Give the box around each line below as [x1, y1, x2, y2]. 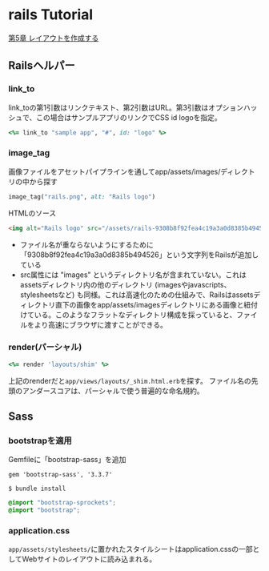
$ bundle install [8, 485, 66, 493]
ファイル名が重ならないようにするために [19, 239, 154, 249]
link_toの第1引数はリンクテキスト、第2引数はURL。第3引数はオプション [8, 103, 244, 112]
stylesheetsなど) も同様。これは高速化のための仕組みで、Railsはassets [19, 290, 254, 300]
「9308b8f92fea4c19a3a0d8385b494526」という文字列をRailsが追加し [19, 250, 259, 259]
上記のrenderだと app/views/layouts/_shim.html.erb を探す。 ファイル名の [8, 376, 252, 385]
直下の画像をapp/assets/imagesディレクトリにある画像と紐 [54, 300, 251, 309]
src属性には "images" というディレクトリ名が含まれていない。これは [19, 270, 247, 279]
